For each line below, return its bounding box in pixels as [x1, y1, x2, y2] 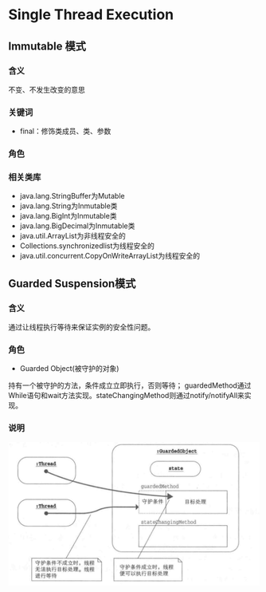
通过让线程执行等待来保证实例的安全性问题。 [8, 322, 155, 332]
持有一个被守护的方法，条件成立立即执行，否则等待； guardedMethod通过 [8, 381, 252, 390]
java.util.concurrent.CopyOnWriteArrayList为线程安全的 [19, 251, 201, 261]
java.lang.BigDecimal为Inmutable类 [19, 221, 135, 231]
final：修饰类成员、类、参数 [19, 126, 111, 136]
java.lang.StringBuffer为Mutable [19, 191, 125, 201]
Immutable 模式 [8, 39, 86, 53]
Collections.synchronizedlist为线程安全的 [19, 241, 155, 251]
